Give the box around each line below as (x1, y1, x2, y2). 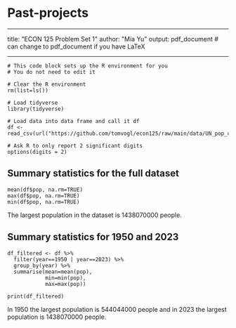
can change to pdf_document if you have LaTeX (7, 42, 145, 51)
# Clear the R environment (7, 81, 86, 88)
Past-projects (7, 5, 89, 21)
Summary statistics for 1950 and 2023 (7, 231, 179, 243)
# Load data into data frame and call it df (7, 117, 140, 124)
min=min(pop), (44, 274, 86, 282)
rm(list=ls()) (7, 86, 49, 94)
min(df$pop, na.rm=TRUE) (7, 198, 80, 205)
